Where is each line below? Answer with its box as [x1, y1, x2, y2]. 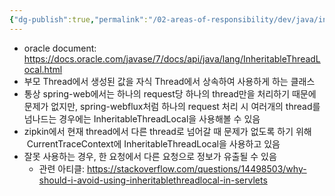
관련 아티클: [38, 162, 85, 175]
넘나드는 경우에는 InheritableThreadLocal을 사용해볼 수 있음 [23, 112, 261, 125]
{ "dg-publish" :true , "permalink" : [9, 14, 149, 25]
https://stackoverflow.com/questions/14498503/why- [86, 162, 307, 175]
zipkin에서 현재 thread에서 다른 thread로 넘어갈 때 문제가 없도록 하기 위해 [23, 125, 312, 137]
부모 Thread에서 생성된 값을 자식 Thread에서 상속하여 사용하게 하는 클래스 [23, 75, 316, 87]
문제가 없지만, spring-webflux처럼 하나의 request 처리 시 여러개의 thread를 [23, 100, 321, 112]
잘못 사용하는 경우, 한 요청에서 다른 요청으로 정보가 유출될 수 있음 [23, 150, 277, 162]
